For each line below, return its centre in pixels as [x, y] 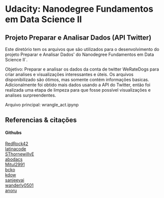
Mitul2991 [15, 164]
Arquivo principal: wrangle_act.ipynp [42, 105]
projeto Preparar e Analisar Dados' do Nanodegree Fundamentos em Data [80, 54]
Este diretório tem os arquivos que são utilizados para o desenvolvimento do [82, 49]
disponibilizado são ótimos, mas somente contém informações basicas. [77, 80]
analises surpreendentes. [31, 95]
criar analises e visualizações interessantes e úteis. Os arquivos [69, 74]
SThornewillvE [20, 154]
